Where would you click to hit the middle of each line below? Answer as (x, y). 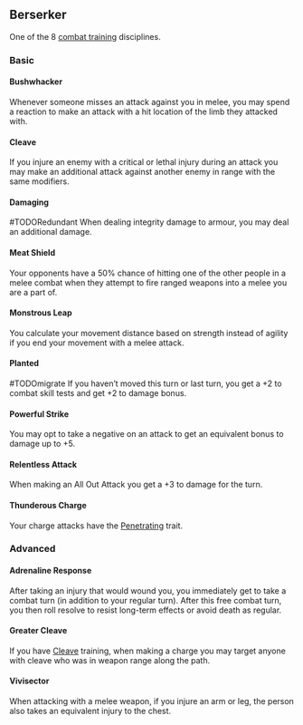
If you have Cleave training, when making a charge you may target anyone (148, 651)
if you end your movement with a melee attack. (97, 343)
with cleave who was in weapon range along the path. (110, 660)
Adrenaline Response (51, 571)
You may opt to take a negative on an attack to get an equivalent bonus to (147, 434)
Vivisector (29, 681)
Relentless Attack (43, 464)
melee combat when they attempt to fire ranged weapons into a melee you (148, 282)
